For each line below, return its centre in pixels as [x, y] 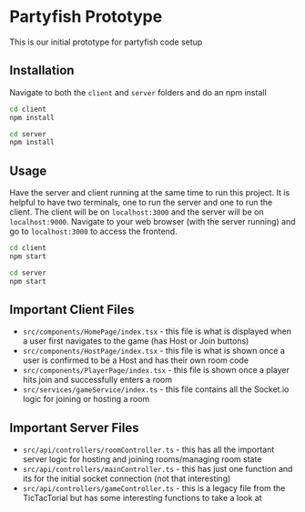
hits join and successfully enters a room [97, 380]
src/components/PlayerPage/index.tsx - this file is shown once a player [156, 370]
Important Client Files [72, 310]
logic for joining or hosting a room [86, 399]
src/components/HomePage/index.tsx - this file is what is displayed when [157, 331]
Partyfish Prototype [86, 17]
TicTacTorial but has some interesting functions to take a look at [142, 498]
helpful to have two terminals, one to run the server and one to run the [141, 203]
